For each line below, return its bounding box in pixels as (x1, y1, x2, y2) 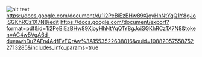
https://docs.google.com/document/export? (60, 19, 169, 25)
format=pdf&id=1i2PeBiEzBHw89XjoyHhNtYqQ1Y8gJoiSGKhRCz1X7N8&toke (6, 25, 196, 32)
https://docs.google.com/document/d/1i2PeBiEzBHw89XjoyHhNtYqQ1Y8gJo (6, 12, 196, 19)
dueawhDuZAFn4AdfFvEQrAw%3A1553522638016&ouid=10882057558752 (6, 38, 194, 44)
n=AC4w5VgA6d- (6, 31, 50, 38)
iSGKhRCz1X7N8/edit (6, 19, 59, 25)
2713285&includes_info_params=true (6, 44, 99, 51)
